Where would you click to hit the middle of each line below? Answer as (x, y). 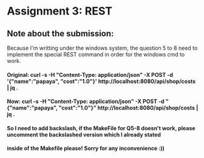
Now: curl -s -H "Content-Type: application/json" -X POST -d (86, 102)
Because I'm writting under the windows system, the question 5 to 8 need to (102, 48)
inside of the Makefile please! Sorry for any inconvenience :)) (86, 148)
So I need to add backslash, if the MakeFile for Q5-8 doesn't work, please (101, 128)
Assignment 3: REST (60, 11)
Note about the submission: (60, 34)
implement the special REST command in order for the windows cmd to (96, 54)
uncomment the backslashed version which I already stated (84, 134)
